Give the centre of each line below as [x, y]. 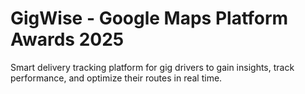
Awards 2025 [67, 39]
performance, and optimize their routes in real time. [116, 78]
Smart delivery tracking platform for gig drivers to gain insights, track [152, 67]
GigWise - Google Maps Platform [149, 18]
